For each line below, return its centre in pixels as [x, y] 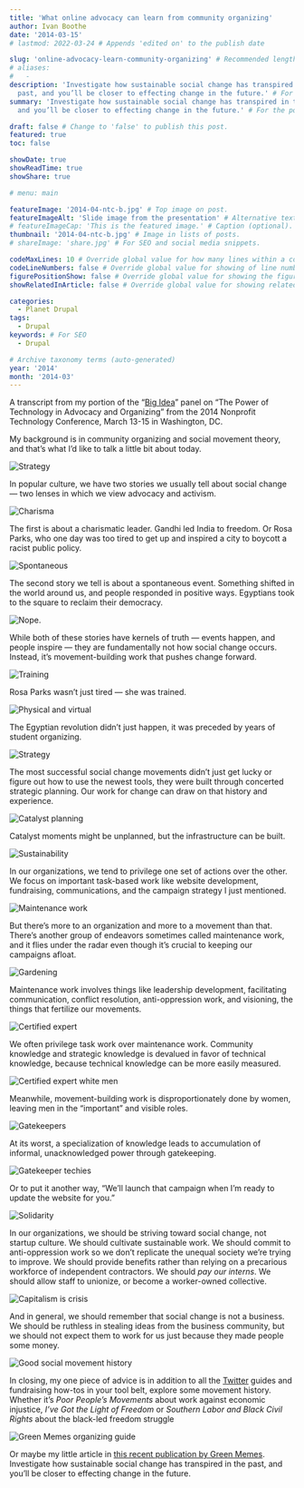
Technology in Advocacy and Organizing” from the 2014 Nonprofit [133, 412]
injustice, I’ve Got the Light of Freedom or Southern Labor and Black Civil [146, 1410]
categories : [32, 301]
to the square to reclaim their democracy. [86, 602]
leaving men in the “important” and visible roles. [99, 1109]
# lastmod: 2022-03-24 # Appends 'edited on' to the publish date [137, 43]
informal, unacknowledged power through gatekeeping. [113, 1153]
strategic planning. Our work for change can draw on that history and [138, 791]
